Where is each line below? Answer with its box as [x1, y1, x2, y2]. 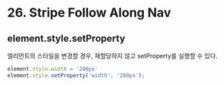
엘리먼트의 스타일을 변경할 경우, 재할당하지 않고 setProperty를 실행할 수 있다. [7, 52, 218, 60]
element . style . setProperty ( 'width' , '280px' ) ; [7, 71, 145, 79]
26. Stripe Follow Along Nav [7, 5, 172, 21]
